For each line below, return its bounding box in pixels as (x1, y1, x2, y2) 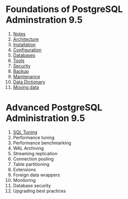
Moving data (13, 84, 39, 90)
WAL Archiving (13, 145, 44, 151)
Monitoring (13, 177, 36, 183)
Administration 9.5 (6, 113, 85, 124)
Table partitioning (13, 161, 50, 167)
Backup (13, 68, 29, 74)
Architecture (13, 36, 39, 42)
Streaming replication (13, 150, 58, 156)
